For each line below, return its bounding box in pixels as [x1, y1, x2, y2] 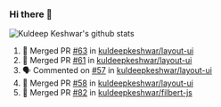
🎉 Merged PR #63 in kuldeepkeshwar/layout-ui [21, 45, 194, 56]
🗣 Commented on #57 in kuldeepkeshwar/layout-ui [21, 65, 212, 76]
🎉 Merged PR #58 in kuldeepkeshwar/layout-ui [21, 78, 194, 88]
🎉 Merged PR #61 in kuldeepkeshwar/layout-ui [21, 55, 192, 66]
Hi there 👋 [9, 8, 53, 21]
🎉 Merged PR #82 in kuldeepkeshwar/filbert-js [21, 87, 193, 98]
